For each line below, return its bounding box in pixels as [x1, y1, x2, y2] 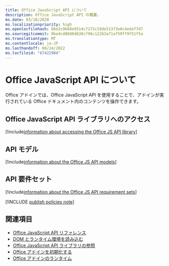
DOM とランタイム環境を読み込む [12, 236, 83, 242]
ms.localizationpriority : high [5, 22, 72, 27]
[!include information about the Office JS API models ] [5, 159, 117, 165]
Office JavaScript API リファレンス [12, 229, 87, 236]
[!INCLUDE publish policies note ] [5, 198, 75, 205]
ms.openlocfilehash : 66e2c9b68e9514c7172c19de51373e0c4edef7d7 [5, 27, 143, 32]
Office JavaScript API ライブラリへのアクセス [5, 115, 151, 124]
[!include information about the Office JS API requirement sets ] [5, 189, 137, 195]
